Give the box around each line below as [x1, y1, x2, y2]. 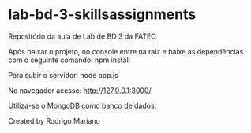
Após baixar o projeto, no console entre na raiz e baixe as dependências [8, 46, 244, 56]
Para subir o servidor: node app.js [8, 70, 118, 79]
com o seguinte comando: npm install [8, 55, 130, 65]
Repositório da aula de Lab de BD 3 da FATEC [8, 31, 156, 41]
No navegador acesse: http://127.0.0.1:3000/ [8, 85, 152, 95]
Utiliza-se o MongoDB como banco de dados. [8, 101, 157, 110]
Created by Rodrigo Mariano [8, 116, 100, 125]
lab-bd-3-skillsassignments [8, 6, 197, 24]
